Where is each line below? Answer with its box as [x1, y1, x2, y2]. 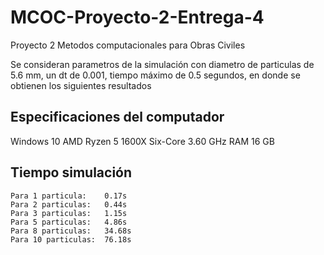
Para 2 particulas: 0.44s [10, 199, 128, 210]
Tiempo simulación [10, 164, 133, 181]
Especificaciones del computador [10, 109, 225, 126]
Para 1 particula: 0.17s [10, 191, 128, 201]
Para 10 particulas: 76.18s [10, 234, 132, 245]
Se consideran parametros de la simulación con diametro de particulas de [10, 58, 315, 70]
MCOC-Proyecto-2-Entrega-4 [10, 6, 265, 29]
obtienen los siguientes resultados [10, 79, 152, 91]
